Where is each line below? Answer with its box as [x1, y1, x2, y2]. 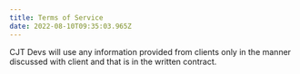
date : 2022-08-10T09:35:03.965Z [9, 22, 132, 31]
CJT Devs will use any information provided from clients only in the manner [9, 46, 292, 57]
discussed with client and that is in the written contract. [9, 56, 217, 67]
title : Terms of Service [9, 13, 104, 23]
